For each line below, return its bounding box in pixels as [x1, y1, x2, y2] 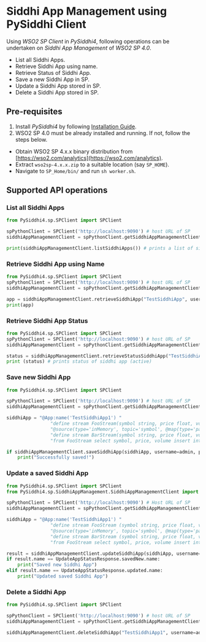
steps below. [15, 136, 48, 143]
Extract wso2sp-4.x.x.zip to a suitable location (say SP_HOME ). [15, 161, 170, 168]
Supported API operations [6, 185, 108, 196]
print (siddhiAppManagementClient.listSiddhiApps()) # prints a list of [6, 246, 193, 252]
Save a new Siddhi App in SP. [15, 75, 90, 83]
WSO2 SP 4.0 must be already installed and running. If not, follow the [15, 129, 191, 136]
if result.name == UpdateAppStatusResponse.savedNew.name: [6, 556, 161, 562]
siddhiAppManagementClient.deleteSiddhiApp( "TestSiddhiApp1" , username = [6, 629, 196, 636]
